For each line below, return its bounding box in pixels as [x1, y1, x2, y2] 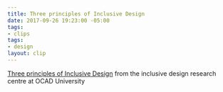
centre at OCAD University [7, 76, 85, 85]
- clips [7, 30, 31, 38]
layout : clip [7, 50, 46, 57]
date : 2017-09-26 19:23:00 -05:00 [7, 17, 110, 24]
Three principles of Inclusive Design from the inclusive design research [7, 69, 217, 78]
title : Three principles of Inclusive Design [7, 10, 145, 18]
